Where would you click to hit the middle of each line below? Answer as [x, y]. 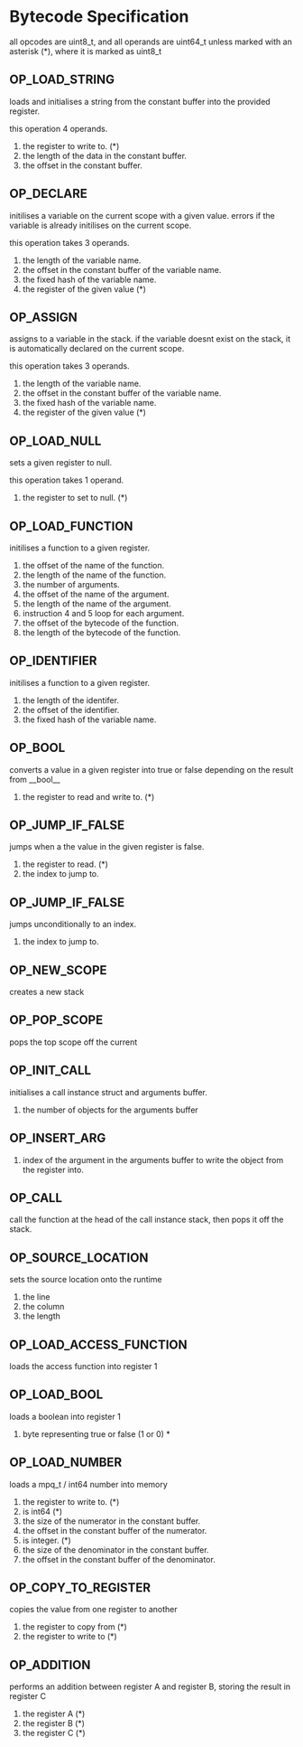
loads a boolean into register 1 [65, 1416]
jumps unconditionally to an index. [73, 925]
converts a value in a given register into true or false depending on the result [151, 769]
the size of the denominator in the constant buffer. [115, 1550]
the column [43, 1307]
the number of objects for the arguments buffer [110, 1110]
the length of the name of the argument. [96, 604]
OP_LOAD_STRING [62, 80]
